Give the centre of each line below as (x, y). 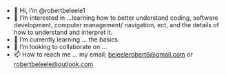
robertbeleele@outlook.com (53, 64)
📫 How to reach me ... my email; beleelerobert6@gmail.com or (103, 54)
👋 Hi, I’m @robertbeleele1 (49, 11)
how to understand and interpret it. (63, 32)
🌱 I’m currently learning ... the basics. (66, 40)
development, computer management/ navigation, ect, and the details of (116, 25)
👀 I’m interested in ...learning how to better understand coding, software (116, 18)
